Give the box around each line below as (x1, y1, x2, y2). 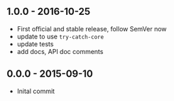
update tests (16, 39, 54, 48)
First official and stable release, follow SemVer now (16, 24, 168, 33)
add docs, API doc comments (16, 47, 104, 55)
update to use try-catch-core (16, 32, 104, 41)
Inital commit (16, 87, 55, 95)
